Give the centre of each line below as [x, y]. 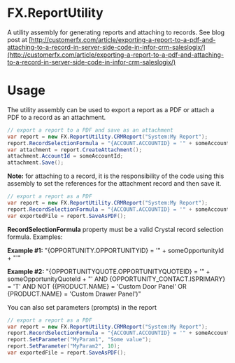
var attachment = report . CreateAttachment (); [74, 150]
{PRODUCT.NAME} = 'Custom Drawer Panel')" [74, 294]
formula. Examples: [35, 237]
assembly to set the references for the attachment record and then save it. [114, 184]
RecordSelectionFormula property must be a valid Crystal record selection [115, 229]
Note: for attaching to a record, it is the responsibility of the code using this [116, 176]
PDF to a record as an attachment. [57, 117]
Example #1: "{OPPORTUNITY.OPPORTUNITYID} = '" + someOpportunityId [116, 250]
